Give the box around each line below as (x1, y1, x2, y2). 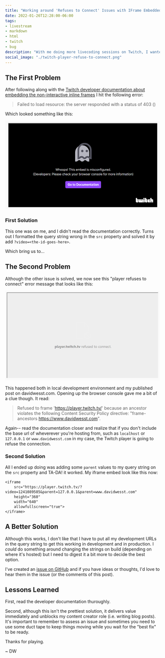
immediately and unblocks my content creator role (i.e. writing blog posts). (5, 614, 156, 620)
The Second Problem (5, 263, 71, 271)
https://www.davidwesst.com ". (38, 416, 101, 421)
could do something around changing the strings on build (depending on (5, 546, 152, 552)
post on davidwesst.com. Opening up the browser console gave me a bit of (5, 390, 157, 396)
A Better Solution (5, 522, 58, 531)
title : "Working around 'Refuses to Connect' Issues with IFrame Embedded (5, 8, 162, 13)
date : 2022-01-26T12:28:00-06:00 (5, 13, 74, 18)
